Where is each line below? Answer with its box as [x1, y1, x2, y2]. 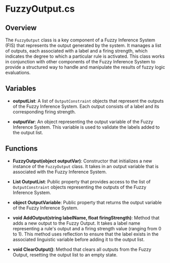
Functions [5, 144, 38, 153]
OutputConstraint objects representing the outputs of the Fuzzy [12, 184, 147, 190]
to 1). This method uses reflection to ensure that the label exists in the [12, 231, 159, 237]
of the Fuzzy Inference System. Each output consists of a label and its [12, 103, 159, 109]
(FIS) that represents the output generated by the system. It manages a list [5, 42, 161, 49]
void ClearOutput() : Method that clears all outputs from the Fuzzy [12, 246, 152, 252]
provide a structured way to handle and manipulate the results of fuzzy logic [5, 64, 165, 70]
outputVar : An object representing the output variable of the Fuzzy [12, 118, 154, 125]
